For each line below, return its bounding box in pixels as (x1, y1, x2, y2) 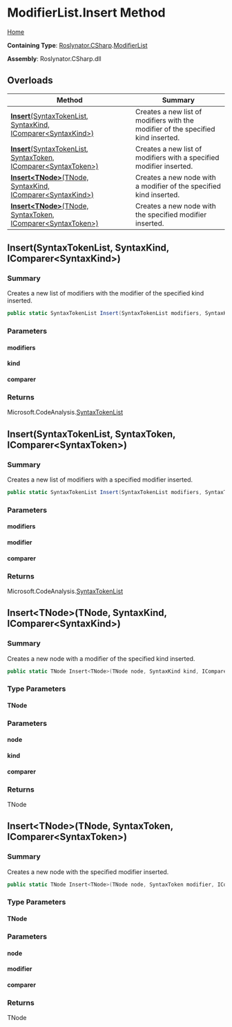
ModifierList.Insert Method (7, 5, 166, 21)
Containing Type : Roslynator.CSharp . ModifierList (7, 41, 148, 49)
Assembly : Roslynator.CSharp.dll (7, 54, 101, 63)
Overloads (7, 75, 53, 87)
